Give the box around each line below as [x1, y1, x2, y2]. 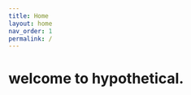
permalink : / [8, 34, 53, 43]
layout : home [8, 19, 53, 28]
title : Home [8, 11, 49, 20]
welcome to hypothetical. [8, 70, 184, 88]
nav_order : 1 [8, 27, 53, 35]
